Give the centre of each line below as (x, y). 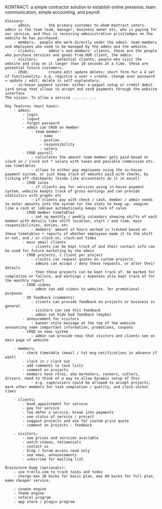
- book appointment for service (55, 404)
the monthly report (25, 281)
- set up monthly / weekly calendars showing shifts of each (94, 217)
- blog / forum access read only (56, 451)
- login (30, 115)
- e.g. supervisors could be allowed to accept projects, (91, 383)
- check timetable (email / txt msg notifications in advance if (90, 353)
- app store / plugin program (44, 502)
